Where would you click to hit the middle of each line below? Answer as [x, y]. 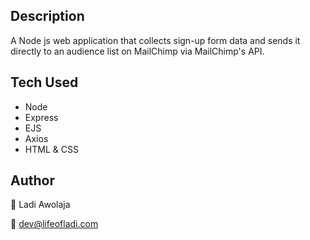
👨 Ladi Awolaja [40, 205]
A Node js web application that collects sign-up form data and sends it [155, 40]
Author [32, 180]
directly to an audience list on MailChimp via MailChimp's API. [137, 51]
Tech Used [44, 82]
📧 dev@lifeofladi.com [54, 224]
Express [41, 117]
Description [47, 16]
